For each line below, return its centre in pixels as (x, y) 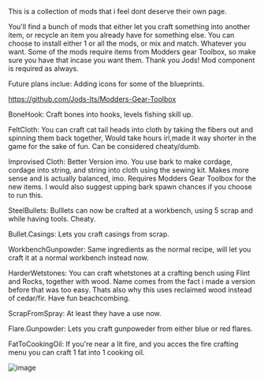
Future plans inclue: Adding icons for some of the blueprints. (106, 84)
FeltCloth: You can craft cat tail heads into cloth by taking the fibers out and (131, 130)
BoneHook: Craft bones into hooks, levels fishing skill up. (100, 114)
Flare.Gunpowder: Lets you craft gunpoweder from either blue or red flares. (130, 329)
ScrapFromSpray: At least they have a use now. (85, 313)
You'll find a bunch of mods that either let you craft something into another (129, 26)
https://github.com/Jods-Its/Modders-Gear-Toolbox (92, 99)
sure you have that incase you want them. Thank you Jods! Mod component (132, 60)
